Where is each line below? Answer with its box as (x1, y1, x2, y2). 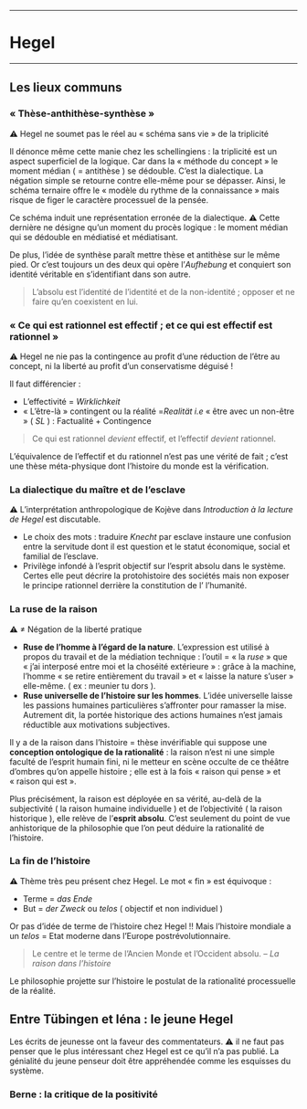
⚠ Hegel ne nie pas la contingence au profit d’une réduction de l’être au (9, 351, 281, 362)
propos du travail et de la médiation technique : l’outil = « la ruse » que (22, 650, 288, 662)
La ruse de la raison (9, 603, 98, 616)
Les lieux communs (9, 79, 122, 96)
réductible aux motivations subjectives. (22, 719, 171, 730)
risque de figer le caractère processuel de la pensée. (9, 194, 209, 206)
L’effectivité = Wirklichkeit (22, 396, 121, 407)
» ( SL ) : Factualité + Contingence (22, 415, 153, 426)
